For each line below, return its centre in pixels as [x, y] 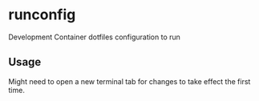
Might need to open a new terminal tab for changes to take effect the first [129, 81]
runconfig [42, 15]
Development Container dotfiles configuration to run [94, 37]
